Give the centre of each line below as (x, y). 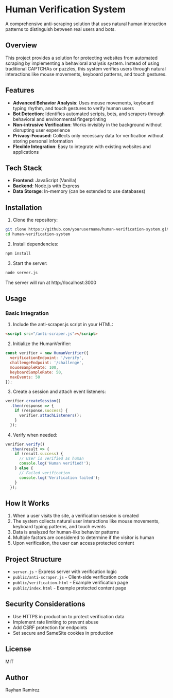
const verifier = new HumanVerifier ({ (47, 353)
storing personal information (43, 141)
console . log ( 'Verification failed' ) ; (59, 478)
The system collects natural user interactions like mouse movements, (86, 521)
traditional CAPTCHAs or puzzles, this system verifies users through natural (86, 68)
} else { (24, 468)
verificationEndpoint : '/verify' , (47, 358)
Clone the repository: (35, 220)
